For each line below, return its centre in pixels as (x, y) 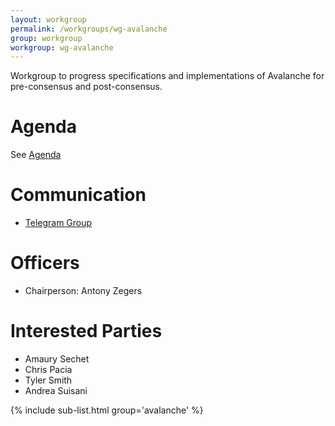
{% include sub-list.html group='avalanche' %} (107, 410)
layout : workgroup (48, 19)
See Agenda (36, 155)
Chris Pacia (48, 369)
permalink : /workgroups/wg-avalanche (89, 29)
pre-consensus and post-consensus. (86, 87)
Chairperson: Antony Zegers (83, 291)
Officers (45, 263)
